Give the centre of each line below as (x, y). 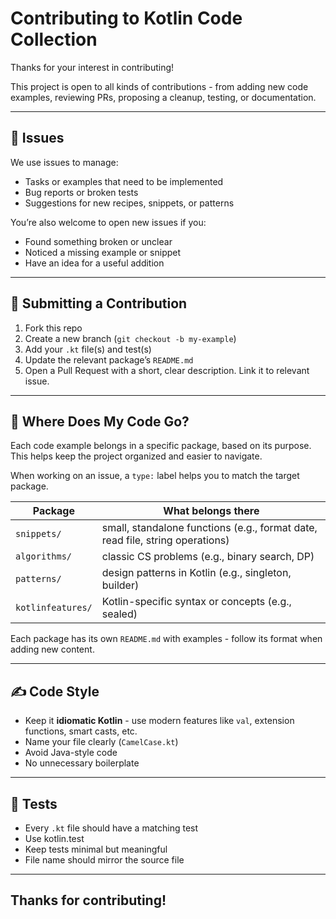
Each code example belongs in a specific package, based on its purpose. (161, 446)
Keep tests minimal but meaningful (96, 849)
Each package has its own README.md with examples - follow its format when (166, 639)
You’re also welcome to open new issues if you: (108, 222)
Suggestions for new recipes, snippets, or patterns (129, 203)
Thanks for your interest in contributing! (92, 67)
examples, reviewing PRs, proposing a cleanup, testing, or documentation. (163, 97)
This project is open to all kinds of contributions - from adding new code (159, 86)
